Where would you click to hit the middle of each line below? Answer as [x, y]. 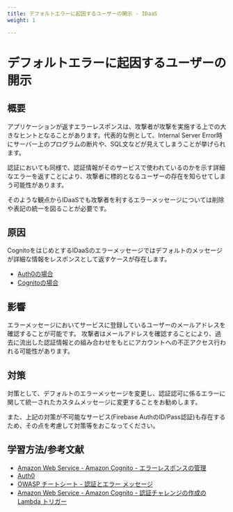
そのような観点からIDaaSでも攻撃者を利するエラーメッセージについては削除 [116, 199]
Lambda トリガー [42, 501]
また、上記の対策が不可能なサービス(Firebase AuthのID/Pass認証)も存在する [116, 416]
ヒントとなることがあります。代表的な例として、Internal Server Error [118, 135]
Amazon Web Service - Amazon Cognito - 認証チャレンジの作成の [112, 492]
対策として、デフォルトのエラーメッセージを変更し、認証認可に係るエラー [114, 393]
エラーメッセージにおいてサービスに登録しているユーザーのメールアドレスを [116, 325]
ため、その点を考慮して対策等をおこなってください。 [83, 426]
